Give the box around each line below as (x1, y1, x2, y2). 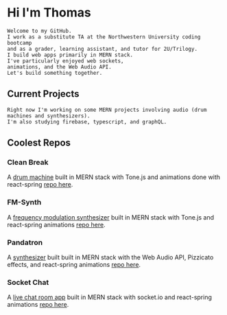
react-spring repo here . (7, 180, 73, 189)
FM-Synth (7, 198, 42, 207)
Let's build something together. (7, 69, 103, 76)
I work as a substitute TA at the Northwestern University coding (7, 33, 201, 40)
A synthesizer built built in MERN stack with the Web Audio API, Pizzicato (7, 253, 214, 261)
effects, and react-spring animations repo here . (7, 261, 141, 269)
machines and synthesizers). (7, 112, 91, 119)
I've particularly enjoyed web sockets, (7, 57, 125, 65)
